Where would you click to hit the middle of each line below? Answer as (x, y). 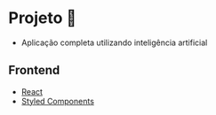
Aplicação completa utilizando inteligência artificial (114, 42)
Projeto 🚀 (43, 18)
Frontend (34, 70)
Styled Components (58, 101)
